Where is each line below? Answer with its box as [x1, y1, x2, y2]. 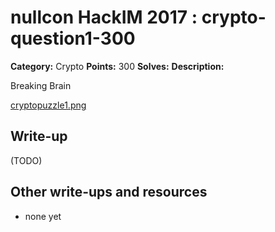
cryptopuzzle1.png [10, 99, 87, 111]
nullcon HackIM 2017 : [10, 6, 198, 29]
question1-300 [10, 27, 136, 50]
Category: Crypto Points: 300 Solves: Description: [10, 60, 225, 72]
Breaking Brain [10, 79, 72, 91]
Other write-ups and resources [10, 184, 208, 201]
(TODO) [10, 154, 43, 166]
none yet [24, 210, 62, 222]
